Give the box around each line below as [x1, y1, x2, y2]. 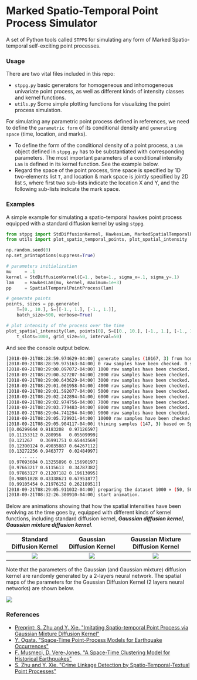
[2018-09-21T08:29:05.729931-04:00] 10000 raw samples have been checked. [6, 416, 193, 422]
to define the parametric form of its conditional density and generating [6, 124, 177, 132]
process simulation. [14, 107, 62, 114]
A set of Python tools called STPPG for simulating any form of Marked [6, 36, 171, 43]
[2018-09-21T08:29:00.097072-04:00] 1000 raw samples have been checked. [6, 366, 191, 372]
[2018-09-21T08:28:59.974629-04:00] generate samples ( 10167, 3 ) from [6, 355, 182, 362]
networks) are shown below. [6, 585, 74, 592]
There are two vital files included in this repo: [6, 70, 116, 78]
